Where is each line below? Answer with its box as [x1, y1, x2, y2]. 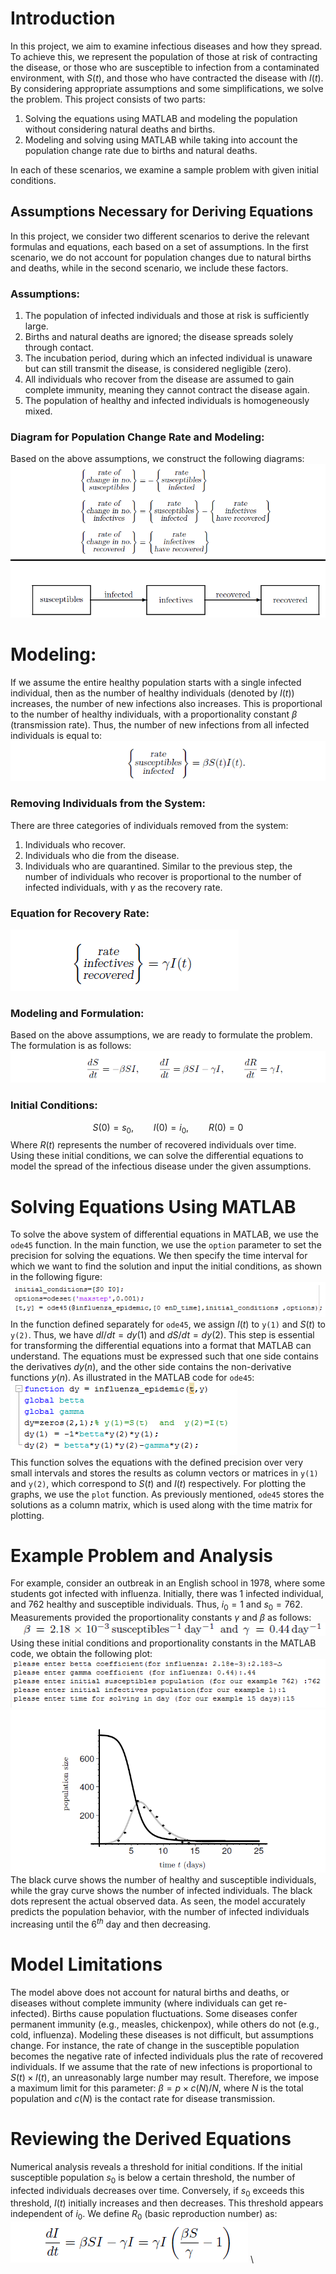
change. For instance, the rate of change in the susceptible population [10, 2039, 300, 2051]
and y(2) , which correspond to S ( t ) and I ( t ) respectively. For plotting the [10, 1477, 307, 1489]
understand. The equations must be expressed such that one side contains [10, 1350, 319, 1362]
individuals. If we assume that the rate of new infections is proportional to [10, 2060, 313, 2072]
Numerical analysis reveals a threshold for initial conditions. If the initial [10, 2160, 303, 2172]
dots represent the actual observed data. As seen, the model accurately [10, 1895, 306, 1907]
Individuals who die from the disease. [24, 849, 180, 861]
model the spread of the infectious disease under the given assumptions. [10, 1160, 312, 1172]
